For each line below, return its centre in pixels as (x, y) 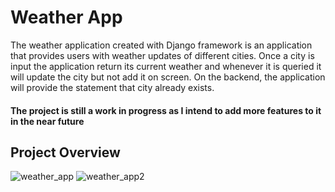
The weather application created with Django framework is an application (161, 45)
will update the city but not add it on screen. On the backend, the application (168, 77)
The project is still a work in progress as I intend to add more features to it (166, 110)
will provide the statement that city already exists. (112, 87)
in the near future (47, 121)
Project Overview (65, 152)
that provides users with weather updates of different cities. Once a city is (162, 55)
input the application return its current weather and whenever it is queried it (166, 66)
